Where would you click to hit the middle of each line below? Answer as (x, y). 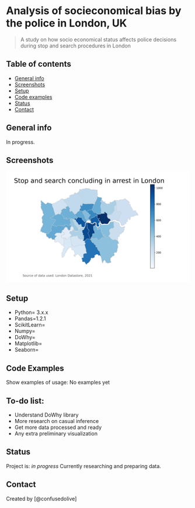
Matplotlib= (28, 343)
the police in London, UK (67, 23)
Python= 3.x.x (31, 312)
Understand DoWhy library (46, 415)
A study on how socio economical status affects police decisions (98, 39)
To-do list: (25, 400)
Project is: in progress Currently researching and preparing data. (84, 466)
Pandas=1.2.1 (30, 319)
